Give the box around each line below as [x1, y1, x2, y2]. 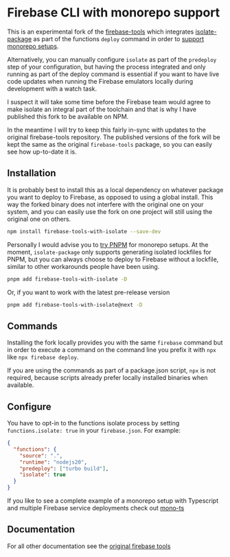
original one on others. [7, 215, 71, 223]
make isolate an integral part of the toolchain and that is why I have [7, 105, 197, 113]
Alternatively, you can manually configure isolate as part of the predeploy [7, 55, 217, 63]
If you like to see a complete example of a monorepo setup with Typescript [7, 497, 218, 505]
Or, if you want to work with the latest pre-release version [7, 288, 170, 296]
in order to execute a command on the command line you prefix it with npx [7, 346, 216, 354]
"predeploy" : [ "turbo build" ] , [19, 465, 109, 472]
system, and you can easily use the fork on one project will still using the [7, 207, 213, 215]
